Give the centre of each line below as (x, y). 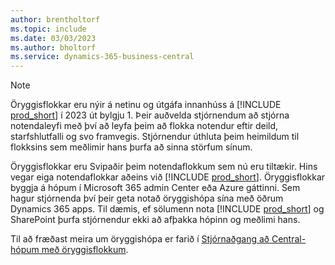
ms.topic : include (48, 29)
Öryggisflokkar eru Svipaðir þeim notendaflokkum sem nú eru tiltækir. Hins (164, 167)
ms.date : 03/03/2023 (53, 38)
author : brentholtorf (55, 19)
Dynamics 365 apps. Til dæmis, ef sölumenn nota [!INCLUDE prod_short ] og (167, 209)
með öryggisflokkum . (85, 250)
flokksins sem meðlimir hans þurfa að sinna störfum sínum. (131, 147)
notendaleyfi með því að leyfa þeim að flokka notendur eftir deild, (144, 126)
